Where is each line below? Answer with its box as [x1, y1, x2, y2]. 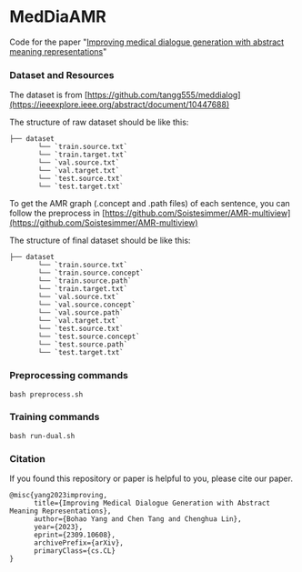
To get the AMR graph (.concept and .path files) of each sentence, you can [9, 198, 291, 209]
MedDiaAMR [9, 6, 106, 27]
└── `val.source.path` [37, 308, 125, 317]
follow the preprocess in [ [9, 207, 106, 219]
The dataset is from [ [9, 89, 88, 101]
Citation [9, 452, 45, 465]
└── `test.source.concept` [37, 332, 141, 342]
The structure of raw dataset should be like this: [9, 116, 189, 128]
